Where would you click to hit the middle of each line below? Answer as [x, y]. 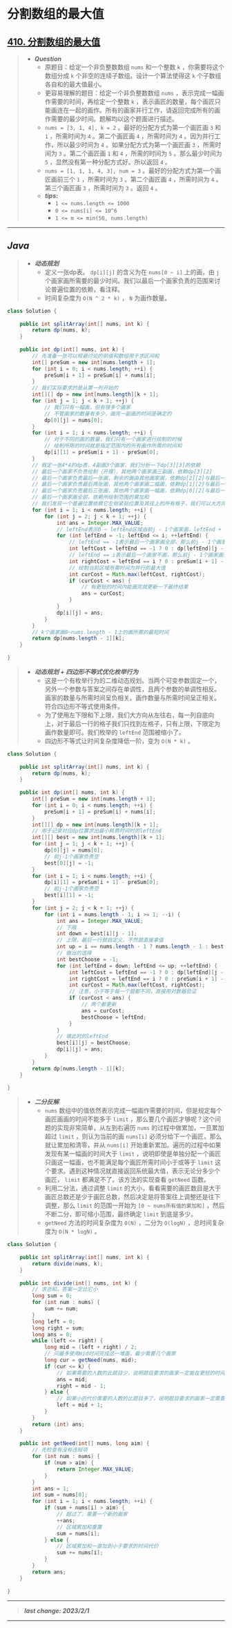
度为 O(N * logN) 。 [73, 1232]
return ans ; [49, 1572]
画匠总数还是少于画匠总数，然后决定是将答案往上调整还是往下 [133, 1197]
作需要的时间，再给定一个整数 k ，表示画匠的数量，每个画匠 [130, 102]
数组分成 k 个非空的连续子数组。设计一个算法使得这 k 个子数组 [133, 76]
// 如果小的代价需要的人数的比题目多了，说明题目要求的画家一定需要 [141, 1399]
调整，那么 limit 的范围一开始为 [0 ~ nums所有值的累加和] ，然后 [135, 1205]
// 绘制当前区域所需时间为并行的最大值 [117, 568]
